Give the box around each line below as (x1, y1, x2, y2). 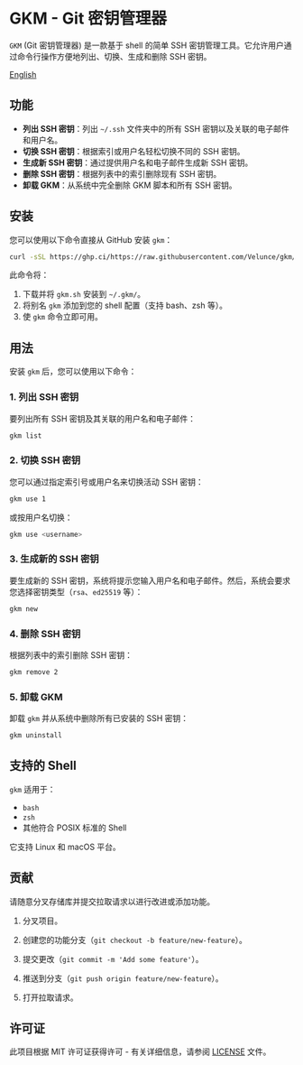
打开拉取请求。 (22, 992, 78, 1003)
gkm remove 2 (9, 667, 59, 677)
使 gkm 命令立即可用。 (22, 311, 104, 322)
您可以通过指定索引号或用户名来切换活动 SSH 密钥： (9, 476, 205, 487)
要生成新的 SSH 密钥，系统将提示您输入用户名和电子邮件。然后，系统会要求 (9, 575, 291, 586)
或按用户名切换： (9, 512, 73, 523)
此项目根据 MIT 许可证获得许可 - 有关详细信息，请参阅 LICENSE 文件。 (9, 1046, 271, 1057)
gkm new (9, 604, 39, 614)
